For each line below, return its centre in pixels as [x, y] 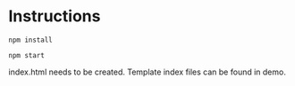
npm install [30, 40]
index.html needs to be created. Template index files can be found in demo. [147, 72]
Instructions [55, 16]
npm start [27, 55]
